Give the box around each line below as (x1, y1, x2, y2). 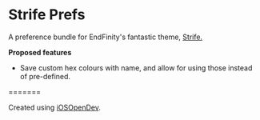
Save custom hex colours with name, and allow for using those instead (19, 62, 253, 73)
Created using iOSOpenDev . (8, 102, 102, 112)
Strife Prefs (8, 6, 86, 24)
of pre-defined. (19, 71, 70, 81)
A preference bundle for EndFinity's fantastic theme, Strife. (8, 32, 202, 42)
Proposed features (8, 47, 72, 57)
